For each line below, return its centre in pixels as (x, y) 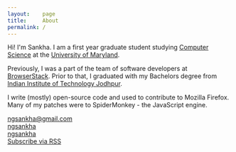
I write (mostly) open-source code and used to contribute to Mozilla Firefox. (118, 97)
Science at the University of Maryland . (64, 55)
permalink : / (27, 27)
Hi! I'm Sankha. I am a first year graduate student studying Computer (108, 48)
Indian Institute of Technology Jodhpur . (65, 84)
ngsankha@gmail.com (40, 119)
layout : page (31, 14)
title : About (33, 21)
